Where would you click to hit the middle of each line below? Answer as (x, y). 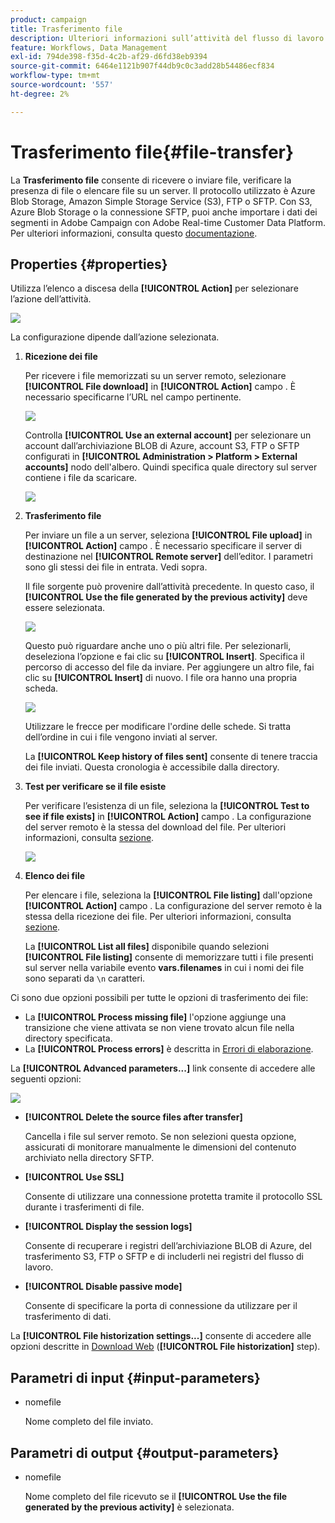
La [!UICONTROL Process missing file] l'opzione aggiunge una (155, 1017)
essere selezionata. (65, 608)
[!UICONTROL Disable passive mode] (103, 1287)
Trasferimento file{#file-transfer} (152, 152)
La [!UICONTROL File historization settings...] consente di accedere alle (161, 1336)
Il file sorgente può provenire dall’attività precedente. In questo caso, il (169, 587)
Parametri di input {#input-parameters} (135, 1377)
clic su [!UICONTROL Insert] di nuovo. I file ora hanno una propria (161, 678)
